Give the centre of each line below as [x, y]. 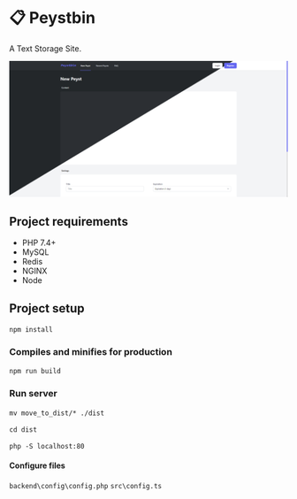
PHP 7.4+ [39, 243]
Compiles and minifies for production [91, 352]
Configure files [38, 465]
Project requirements [69, 222]
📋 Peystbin [52, 18]
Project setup [47, 308]
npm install [31, 330]
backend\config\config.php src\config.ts [85, 486]
